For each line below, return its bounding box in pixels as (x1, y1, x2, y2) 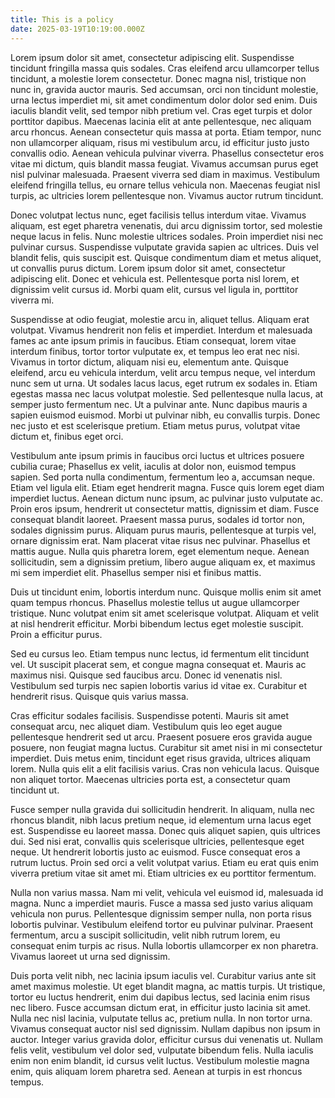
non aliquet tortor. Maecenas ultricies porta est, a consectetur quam (10, 773, 291, 785)
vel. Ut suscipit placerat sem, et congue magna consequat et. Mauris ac (10, 658, 307, 670)
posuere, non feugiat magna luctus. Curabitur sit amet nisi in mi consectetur (10, 741, 323, 753)
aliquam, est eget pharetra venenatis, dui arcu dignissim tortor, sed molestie (10, 219, 323, 231)
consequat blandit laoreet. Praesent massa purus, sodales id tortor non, (10, 513, 305, 525)
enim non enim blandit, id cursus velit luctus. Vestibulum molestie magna (10, 1054, 310, 1066)
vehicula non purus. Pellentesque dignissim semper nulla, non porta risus (10, 907, 312, 920)
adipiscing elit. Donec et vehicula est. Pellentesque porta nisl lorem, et (10, 272, 300, 285)
